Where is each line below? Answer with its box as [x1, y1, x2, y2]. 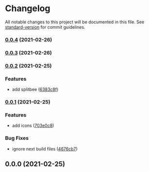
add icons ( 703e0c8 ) [12, 122, 54, 129]
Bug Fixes [5, 135, 29, 141]
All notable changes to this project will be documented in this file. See [5, 19, 145, 25]
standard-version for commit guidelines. [5, 24, 85, 30]
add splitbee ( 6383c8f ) [12, 86, 59, 92]
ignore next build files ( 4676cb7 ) [12, 146, 78, 152]
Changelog [5, 3, 50, 14]
